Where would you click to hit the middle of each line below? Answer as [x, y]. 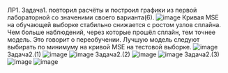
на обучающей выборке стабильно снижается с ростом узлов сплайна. [114, 25]
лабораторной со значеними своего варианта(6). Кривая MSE [113, 17]
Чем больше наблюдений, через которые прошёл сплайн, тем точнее [112, 32]
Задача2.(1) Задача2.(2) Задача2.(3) [113, 54]
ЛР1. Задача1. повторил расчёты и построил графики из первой [102, 10]
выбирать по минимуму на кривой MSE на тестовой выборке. [99, 47]
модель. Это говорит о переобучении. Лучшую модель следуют [104, 40]
